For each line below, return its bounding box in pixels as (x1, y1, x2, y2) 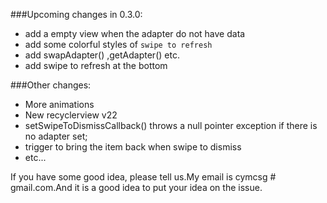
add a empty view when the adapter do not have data (24, 28, 246, 39)
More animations (24, 99, 95, 110)
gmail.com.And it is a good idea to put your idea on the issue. (10, 182, 263, 193)
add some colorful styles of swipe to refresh (24, 39, 213, 50)
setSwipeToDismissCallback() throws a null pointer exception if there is (24, 120, 318, 131)
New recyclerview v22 (24, 109, 118, 121)
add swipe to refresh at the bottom (24, 60, 168, 71)
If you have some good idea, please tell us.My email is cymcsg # (10, 171, 277, 183)
